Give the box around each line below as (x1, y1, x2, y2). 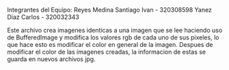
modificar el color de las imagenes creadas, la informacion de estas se (7, 48, 206, 56)
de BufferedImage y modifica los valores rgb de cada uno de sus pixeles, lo (7, 33, 219, 41)
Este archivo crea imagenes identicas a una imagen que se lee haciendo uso (7, 27, 223, 34)
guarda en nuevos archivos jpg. (7, 55, 96, 63)
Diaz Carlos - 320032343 (7, 13, 80, 21)
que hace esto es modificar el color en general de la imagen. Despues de (7, 41, 213, 48)
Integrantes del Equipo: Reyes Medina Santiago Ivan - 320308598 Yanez (7, 6, 212, 14)
